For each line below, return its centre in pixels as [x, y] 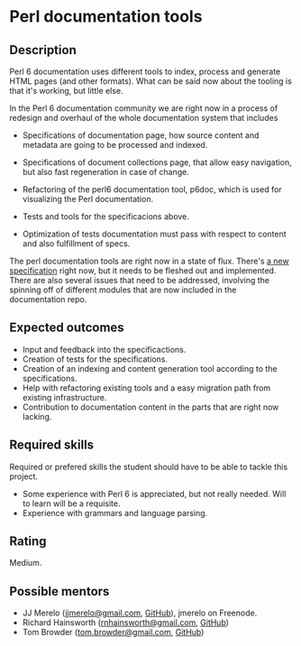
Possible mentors [59, 591]
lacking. [37, 416]
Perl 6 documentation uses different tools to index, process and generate [145, 71]
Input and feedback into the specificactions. [104, 349]
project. [24, 476]
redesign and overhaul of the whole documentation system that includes [144, 118]
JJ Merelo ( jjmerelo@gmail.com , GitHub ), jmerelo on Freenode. [140, 613]
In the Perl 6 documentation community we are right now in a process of [144, 108]
